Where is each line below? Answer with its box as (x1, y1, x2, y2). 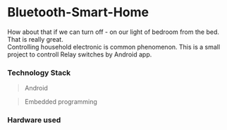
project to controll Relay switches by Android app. (7, 50, 152, 59)
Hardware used (7, 115, 61, 125)
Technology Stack (7, 68, 71, 78)
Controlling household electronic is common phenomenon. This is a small (7, 42, 221, 51)
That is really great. (7, 35, 63, 43)
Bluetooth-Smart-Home (7, 4, 149, 20)
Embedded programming (24, 97, 97, 106)
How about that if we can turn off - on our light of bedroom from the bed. (7, 28, 220, 36)
